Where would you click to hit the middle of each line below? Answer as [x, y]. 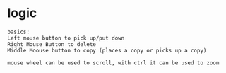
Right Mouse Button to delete [52, 44]
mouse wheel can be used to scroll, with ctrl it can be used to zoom [113, 63]
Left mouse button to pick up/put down [66, 38]
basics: [19, 32]
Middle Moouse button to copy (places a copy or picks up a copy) [107, 50]
